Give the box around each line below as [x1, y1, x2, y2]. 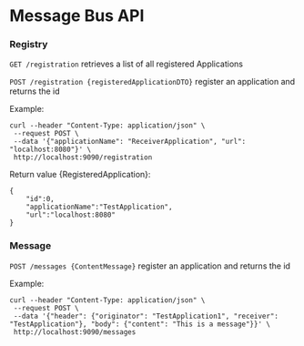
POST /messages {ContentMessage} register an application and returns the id [9, 260, 291, 271]
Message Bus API [9, 5, 145, 26]
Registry [9, 38, 48, 51]
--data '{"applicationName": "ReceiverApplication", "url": [13, 137, 247, 147]
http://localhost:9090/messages [13, 327, 137, 337]
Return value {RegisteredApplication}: [9, 169, 151, 180]
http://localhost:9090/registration [13, 153, 153, 162]
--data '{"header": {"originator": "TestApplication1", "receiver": [13, 311, 279, 321]
